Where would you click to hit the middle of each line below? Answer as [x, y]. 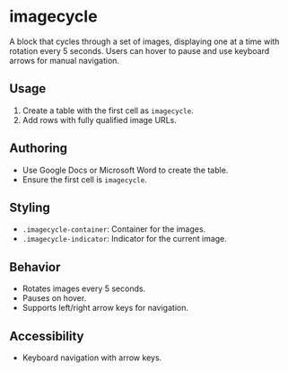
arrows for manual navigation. [64, 60]
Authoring [39, 149]
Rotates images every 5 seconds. [84, 288]
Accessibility [47, 336]
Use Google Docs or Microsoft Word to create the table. [125, 170]
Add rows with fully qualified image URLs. [99, 120]
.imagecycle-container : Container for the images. [114, 229]
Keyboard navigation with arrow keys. [92, 358]
